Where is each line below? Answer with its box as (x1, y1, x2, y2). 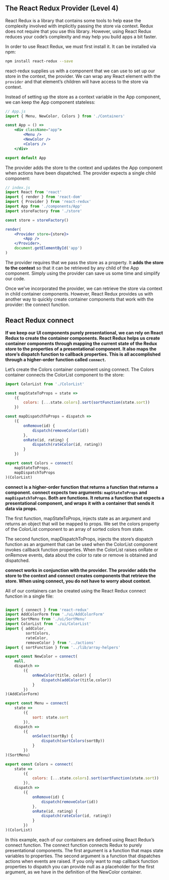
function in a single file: (5, 593, 54, 599)
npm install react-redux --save (5, 58, 73, 64)
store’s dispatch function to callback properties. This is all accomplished (5, 351, 161, 357)
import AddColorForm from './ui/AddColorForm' (5, 612, 105, 617)
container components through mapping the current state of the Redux (5, 340, 157, 346)
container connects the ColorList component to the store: (5, 371, 125, 378)
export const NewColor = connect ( (5, 654, 78, 659)
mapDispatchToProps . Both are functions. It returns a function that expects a (5, 494, 164, 500)
